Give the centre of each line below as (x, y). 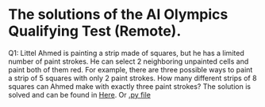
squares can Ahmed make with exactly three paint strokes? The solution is (130, 86)
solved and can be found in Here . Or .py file (79, 94)
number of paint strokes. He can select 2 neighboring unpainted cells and (129, 61)
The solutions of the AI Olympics (118, 15)
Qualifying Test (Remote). (95, 31)
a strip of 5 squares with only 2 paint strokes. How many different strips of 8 (132, 78)
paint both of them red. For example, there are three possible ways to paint (131, 69)
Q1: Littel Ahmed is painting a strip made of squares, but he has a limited (126, 53)
